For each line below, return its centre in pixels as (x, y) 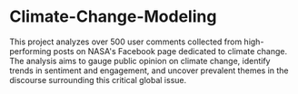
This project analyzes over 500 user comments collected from (126, 42)
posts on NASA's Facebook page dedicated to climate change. (170, 51)
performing (30, 51)
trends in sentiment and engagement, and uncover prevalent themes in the (149, 70)
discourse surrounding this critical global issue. (98, 80)
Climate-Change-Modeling (113, 17)
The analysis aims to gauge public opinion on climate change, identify (140, 61)
